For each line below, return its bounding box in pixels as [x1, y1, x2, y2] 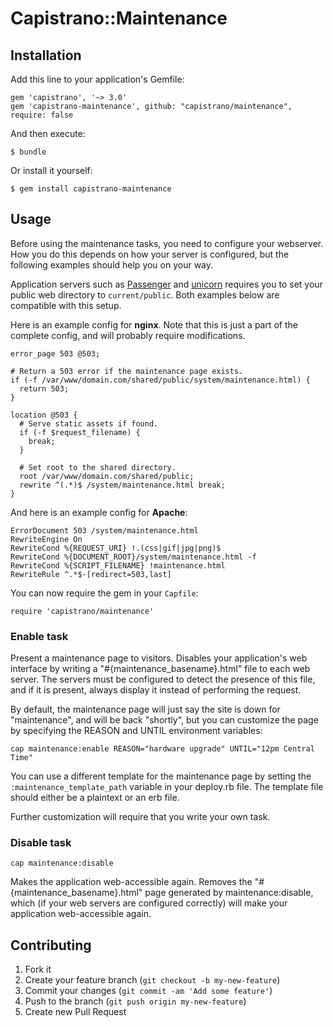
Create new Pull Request [24, 1006, 127, 1018]
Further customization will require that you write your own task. [10, 811, 271, 823]
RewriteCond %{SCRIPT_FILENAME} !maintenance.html [10, 560, 226, 571]
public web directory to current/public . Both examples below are [10, 288, 280, 301]
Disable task [10, 836, 72, 850]
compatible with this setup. [10, 299, 122, 311]
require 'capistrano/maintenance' [10, 606, 155, 616]
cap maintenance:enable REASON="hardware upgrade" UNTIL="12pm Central [10, 744, 315, 754]
